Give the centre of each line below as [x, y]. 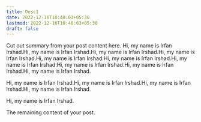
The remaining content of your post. [51, 112]
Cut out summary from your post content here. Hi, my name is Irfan [89, 46]
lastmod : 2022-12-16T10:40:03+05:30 [52, 23]
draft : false [22, 29]
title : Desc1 [22, 12]
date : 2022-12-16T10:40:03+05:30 [48, 17]
